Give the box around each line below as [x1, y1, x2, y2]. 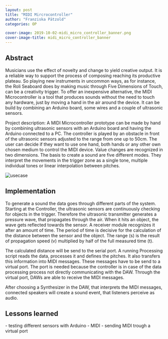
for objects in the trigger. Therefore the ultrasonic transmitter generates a [5, 211, 157, 217]
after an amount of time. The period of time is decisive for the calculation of [5, 227, 161, 233]
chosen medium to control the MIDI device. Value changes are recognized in [5, 147, 163, 153]
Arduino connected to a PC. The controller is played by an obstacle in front [5, 130, 159, 137]
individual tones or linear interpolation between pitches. [5, 162, 120, 169]
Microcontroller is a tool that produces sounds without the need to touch [5, 94, 155, 100]
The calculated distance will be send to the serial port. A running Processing [5, 247, 163, 253]
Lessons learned [5, 309, 59, 318]
